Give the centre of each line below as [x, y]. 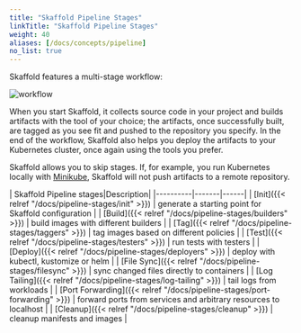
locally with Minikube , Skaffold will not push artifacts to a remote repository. [150, 177]
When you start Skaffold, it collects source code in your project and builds [146, 112]
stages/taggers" [40, 233]
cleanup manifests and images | [68, 319]
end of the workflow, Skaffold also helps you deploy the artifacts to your [143, 140]
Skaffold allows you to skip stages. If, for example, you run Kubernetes [140, 167]
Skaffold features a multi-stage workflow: [86, 76]
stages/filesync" [40, 271]
